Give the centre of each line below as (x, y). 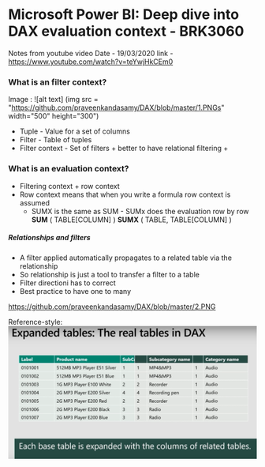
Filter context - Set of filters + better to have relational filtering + (124, 149)
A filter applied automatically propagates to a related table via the (126, 258)
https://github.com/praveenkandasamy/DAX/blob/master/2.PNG (112, 307)
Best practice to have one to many (75, 291)
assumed (34, 202)
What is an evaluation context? (69, 169)
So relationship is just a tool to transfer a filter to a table (109, 274)
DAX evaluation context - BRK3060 (126, 31)
